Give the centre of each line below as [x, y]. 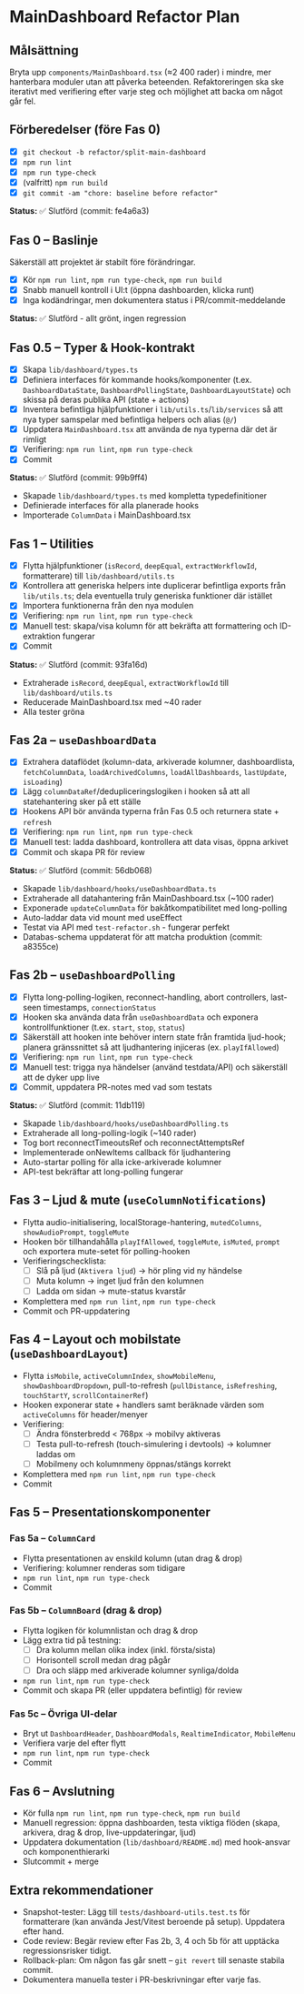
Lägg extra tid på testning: [72, 1640]
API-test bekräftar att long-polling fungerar [103, 1172]
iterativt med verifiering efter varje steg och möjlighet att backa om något [146, 91]
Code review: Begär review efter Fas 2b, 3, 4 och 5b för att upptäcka [151, 1940]
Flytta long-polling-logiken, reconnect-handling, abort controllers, [146, 997]
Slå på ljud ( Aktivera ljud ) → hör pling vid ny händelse [139, 1270]
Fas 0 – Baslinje [54, 240]
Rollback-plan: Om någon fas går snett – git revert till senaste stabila [153, 1960]
